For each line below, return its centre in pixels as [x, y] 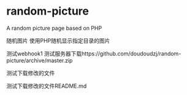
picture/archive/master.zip [40, 60]
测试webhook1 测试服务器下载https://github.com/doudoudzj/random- [94, 54]
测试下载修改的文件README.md [47, 86]
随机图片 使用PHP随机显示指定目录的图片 [58, 40]
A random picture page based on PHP [54, 28]
